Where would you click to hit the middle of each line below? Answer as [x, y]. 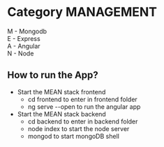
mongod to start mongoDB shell [74, 136]
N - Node [21, 53]
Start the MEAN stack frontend [61, 92]
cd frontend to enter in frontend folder [82, 99]
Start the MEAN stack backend [61, 114]
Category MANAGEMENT [82, 12]
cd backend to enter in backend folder [83, 121]
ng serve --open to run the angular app [84, 106]
